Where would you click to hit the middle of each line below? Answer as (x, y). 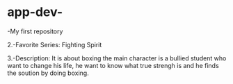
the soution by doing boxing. (48, 73)
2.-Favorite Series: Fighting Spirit (55, 44)
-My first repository (35, 31)
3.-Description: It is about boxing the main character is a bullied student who (117, 58)
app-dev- (35, 12)
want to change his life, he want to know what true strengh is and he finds (113, 65)
